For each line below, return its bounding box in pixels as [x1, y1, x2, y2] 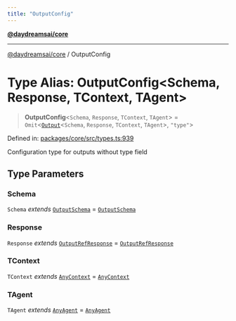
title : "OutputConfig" [7, 10, 74, 18]
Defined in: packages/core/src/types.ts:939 [7, 134, 134, 142]
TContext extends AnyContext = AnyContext [7, 272, 130, 280]
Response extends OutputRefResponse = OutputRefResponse [7, 239, 174, 247]
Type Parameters [7, 168, 84, 180]
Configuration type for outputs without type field [7, 147, 147, 156]
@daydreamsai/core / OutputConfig [7, 50, 111, 58]
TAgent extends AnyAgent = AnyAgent [7, 306, 111, 314]
